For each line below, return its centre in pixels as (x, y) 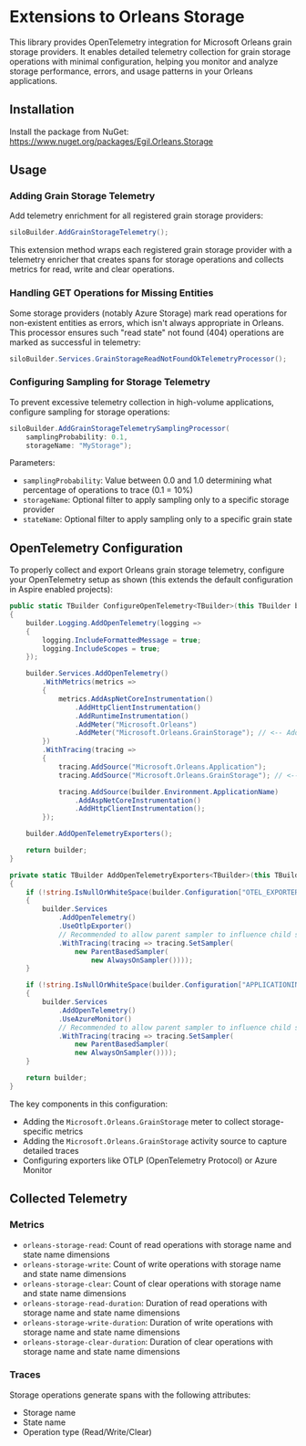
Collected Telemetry (68, 1199)
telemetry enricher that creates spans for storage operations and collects (147, 260)
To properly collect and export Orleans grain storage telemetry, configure (147, 570)
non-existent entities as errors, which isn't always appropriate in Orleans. (147, 322)
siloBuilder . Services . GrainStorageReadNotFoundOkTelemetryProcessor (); (148, 359)
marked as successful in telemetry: (75, 342)
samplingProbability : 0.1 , (77, 437)
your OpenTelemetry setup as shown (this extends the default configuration (151, 580)
